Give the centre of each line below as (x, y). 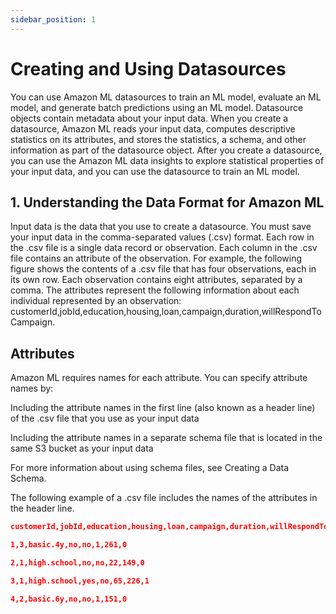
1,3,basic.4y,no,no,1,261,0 (69, 545)
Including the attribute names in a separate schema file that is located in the (166, 438)
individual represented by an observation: (96, 301)
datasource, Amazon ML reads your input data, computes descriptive (153, 128)
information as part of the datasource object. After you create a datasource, (166, 150)
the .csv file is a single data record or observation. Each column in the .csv (164, 248)
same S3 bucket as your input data (82, 448)
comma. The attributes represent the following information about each (155, 290)
